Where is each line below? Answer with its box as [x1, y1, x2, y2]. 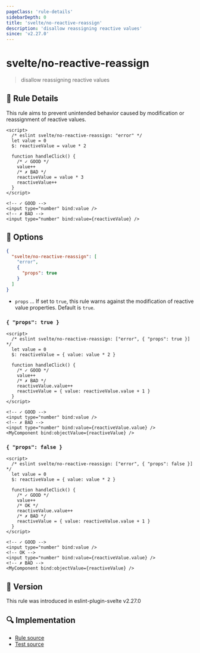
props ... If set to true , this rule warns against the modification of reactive [14, 298, 194, 305]
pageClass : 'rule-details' [6, 8, 73, 15]
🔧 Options [6, 232, 43, 242]
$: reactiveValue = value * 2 [11, 143, 86, 149]
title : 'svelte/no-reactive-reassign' [6, 20, 102, 26]
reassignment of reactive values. [6, 116, 86, 123]
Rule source [14, 634, 45, 641]
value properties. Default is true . [14, 304, 95, 311]
